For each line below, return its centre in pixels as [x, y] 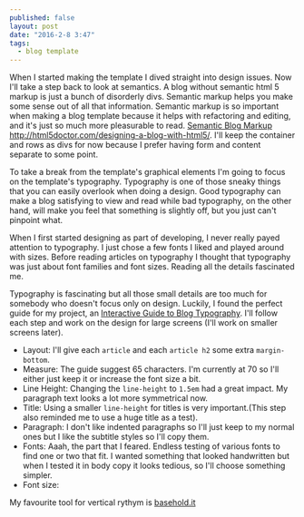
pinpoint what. [36, 220]
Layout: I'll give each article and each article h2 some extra [138, 350]
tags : [20, 43]
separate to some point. [54, 154]
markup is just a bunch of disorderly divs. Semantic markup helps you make [151, 97]
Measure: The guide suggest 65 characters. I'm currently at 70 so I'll [151, 369]
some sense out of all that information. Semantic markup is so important [144, 106]
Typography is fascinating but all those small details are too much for [138, 294]
